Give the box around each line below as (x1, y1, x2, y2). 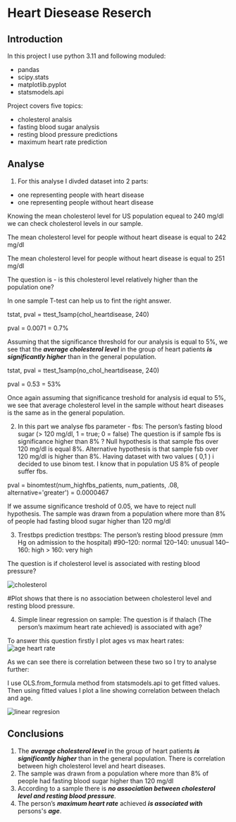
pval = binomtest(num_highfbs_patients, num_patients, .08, (7, 480, 180, 489)
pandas (17, 66, 40, 73)
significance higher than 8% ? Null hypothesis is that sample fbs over (17, 437, 219, 445)
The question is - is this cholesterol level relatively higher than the (7, 275, 199, 284)
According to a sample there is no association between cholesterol (17, 784, 216, 792)
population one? (7, 282, 54, 291)
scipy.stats (17, 73, 49, 81)
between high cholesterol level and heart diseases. (17, 761, 166, 770)
